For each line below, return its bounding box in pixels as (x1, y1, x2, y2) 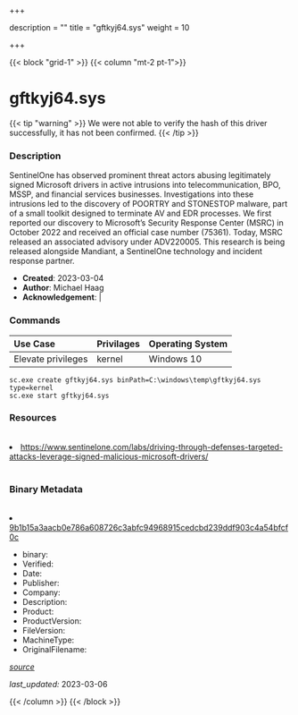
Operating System (148, 337, 228, 350)
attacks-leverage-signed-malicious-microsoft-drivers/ (9, 451, 209, 462)
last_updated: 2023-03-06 (9, 679, 108, 690)
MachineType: (21, 634, 75, 645)
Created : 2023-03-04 (21, 273, 104, 284)
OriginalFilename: (21, 644, 87, 655)
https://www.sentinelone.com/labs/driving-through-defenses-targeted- (21, 441, 284, 452)
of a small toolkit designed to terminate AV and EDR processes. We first (9, 208, 272, 219)
